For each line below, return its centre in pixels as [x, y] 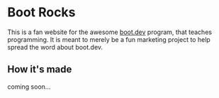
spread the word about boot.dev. [55, 47]
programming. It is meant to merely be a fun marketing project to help [109, 39]
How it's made [40, 69]
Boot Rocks [41, 12]
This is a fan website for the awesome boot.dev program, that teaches [110, 32]
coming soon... [29, 87]
